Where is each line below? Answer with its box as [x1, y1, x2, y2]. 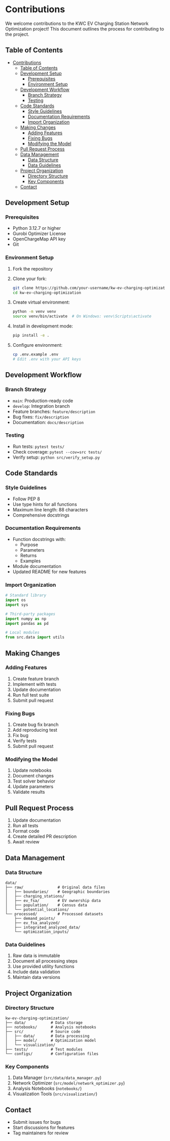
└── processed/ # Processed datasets [5, 911, 103, 916]
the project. [5, 31, 29, 37]
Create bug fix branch [12, 722, 59, 728]
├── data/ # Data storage [5, 1020, 83, 1025]
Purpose [20, 542, 38, 548]
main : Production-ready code [12, 398, 74, 404]
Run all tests [12, 823, 39, 829]
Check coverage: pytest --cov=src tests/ [12, 448, 103, 455]
